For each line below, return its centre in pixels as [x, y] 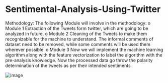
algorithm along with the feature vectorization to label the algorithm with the [84, 55]
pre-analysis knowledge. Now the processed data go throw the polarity [79, 60]
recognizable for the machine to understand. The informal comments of [79, 39]
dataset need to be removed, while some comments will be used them [78, 44]
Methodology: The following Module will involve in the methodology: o [78, 23]
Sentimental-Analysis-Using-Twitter [83, 9]
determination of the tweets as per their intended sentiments [68, 65]
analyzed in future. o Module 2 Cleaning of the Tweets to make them [76, 33]
